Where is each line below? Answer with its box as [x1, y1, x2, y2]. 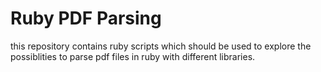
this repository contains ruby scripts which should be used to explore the [10, 40, 312, 52]
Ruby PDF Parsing [10, 7, 162, 30]
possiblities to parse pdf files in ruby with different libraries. [10, 50, 256, 62]
